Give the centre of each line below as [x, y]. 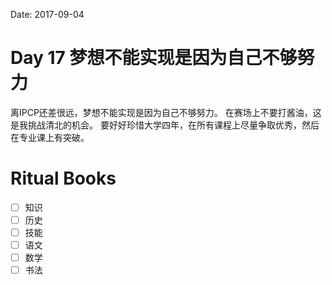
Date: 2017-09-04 [47, 14]
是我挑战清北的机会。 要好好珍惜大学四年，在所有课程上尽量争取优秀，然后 [165, 125]
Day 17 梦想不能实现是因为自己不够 [154, 58]
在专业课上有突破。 [50, 137]
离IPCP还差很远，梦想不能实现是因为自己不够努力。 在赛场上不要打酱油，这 [166, 112]
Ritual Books [63, 178]
